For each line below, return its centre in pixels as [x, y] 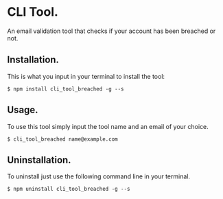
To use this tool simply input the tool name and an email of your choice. [108, 126]
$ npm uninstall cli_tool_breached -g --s [69, 189]
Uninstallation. [39, 160]
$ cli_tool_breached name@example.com [62, 139]
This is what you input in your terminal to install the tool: [86, 76]
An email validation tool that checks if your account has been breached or [111, 31]
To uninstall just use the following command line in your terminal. [99, 176]
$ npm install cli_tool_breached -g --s [66, 89]
